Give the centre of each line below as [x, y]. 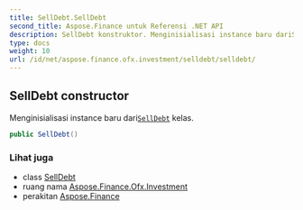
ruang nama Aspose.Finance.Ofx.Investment [105, 187]
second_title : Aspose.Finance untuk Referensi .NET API [116, 26]
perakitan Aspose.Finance [71, 196]
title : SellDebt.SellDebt [58, 18]
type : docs [30, 43]
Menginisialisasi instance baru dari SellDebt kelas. [101, 117]
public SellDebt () [44, 134]
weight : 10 [30, 51]
